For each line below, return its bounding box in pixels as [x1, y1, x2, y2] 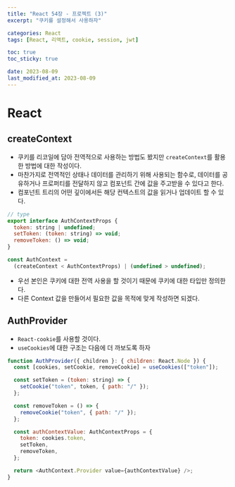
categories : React [7, 30, 61, 37]
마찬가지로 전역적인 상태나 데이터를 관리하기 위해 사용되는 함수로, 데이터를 [17, 170, 221, 178]
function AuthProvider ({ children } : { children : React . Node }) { [7, 357, 206, 364]
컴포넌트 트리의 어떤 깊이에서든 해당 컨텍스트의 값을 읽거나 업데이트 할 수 [17, 187, 217, 196]
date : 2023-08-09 [7, 68, 58, 75]
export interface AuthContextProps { [7, 217, 118, 224]
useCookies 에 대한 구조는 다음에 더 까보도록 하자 [17, 343, 151, 352]
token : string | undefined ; [13, 223, 96, 231]
